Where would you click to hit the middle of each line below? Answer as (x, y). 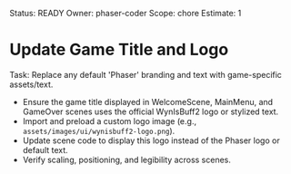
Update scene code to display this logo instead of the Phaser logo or (151, 140)
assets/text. (31, 84)
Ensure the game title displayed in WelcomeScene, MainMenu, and (148, 101)
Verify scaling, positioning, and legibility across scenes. (127, 159)
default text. (45, 150)
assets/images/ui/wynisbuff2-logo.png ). (99, 130)
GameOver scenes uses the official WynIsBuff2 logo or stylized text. (151, 111)
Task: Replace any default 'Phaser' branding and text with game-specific (145, 74)
